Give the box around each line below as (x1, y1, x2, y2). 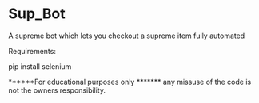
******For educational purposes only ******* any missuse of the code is (8, 77, 252, 86)
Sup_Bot (8, 5, 66, 23)
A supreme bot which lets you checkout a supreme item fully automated (8, 31, 245, 40)
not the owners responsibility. (8, 85, 106, 95)
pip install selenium (8, 61, 72, 71)
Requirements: (8, 46, 56, 55)
